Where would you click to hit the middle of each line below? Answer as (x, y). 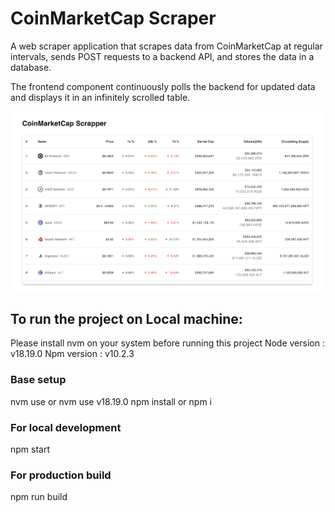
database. (31, 67)
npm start (30, 449)
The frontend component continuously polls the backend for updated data (163, 86)
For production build (61, 475)
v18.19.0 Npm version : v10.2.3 (72, 354)
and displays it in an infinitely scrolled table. (100, 97)
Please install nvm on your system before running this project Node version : (167, 343)
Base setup (38, 380)
